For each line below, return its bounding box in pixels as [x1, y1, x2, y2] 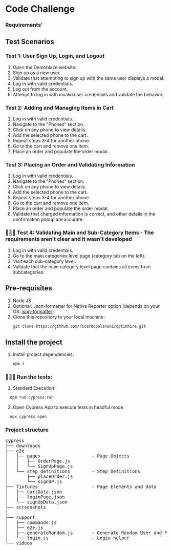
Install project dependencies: [12, 351, 74, 357]
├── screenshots [5, 504, 46, 510]
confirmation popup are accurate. [12, 216, 84, 223]
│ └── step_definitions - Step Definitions [5, 469, 141, 474]
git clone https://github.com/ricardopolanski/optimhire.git [12, 324, 146, 329]
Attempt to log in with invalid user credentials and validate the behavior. [12, 91, 164, 97]
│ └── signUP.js [5, 479, 62, 484]
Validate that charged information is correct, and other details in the [12, 211, 156, 217]
